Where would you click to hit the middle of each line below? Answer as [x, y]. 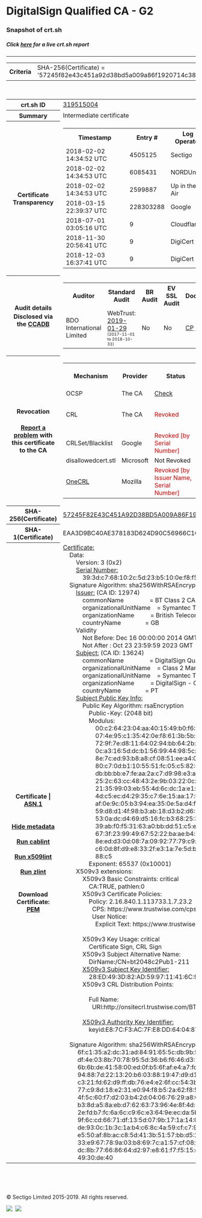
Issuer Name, [173, 477]
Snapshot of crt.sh [34, 30]
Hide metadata [33, 826]
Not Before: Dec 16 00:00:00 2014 [132, 638]
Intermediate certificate [96, 116]
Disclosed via [33, 316]
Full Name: [104, 999]
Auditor [84, 295]
